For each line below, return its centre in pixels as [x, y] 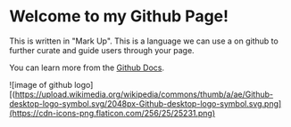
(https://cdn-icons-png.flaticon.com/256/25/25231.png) [112, 113]
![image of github [41, 84]
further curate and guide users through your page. [102, 50]
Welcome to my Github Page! [119, 16]
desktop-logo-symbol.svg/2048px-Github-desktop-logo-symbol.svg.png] [145, 103]
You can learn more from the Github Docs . [87, 67]
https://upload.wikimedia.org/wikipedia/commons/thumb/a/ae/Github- [144, 94]
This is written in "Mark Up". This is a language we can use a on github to [144, 41]
